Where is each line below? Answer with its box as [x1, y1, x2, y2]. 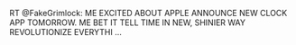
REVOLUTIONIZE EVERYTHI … [9, 27, 122, 37]
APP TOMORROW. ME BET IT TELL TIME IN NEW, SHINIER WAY [9, 17, 246, 28]
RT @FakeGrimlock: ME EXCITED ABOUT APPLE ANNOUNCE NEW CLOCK [9, 8, 288, 18]
